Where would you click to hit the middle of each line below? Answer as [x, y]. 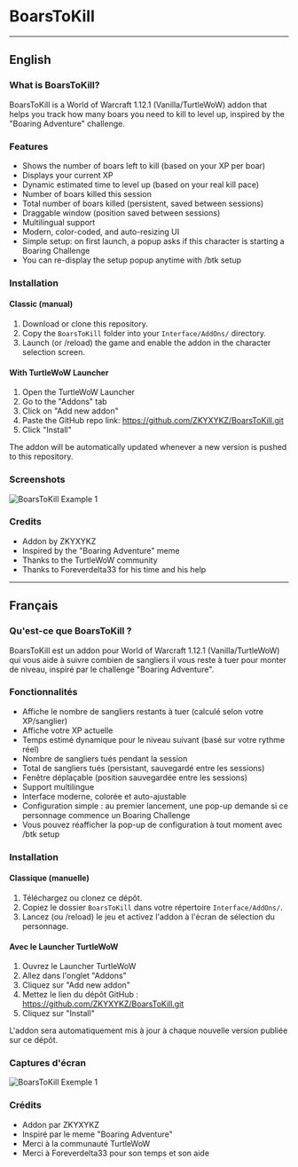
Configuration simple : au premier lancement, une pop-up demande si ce [155, 806]
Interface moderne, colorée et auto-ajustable [104, 796]
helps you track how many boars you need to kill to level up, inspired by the [147, 114]
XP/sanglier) [45, 721]
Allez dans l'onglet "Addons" [74, 976]
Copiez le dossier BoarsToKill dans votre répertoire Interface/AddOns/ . [152, 907]
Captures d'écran [48, 1063]
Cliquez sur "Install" [58, 1013]
